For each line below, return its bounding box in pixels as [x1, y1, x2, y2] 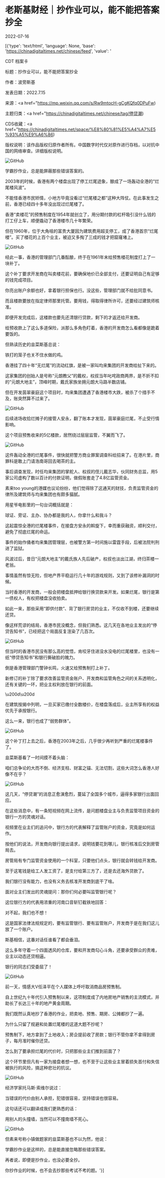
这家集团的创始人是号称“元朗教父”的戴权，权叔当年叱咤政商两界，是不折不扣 [5, 373, 159, 378]
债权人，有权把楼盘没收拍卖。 [9, 595, 70, 601]
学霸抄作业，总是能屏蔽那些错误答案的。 [5, 168, 87, 173]
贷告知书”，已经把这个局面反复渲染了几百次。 [5, 628, 97, 634]
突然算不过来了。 [18, 395, 52, 401]
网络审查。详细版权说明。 [13, 148, 65, 154]
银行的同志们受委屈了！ [5, 964, 52, 970]
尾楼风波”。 [5, 184, 29, 190]
